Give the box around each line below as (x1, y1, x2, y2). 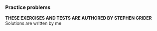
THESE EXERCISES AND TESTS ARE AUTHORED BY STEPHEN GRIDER (5, 15, 152, 21)
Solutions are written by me (5, 20, 62, 26)
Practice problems (5, 4, 51, 11)
